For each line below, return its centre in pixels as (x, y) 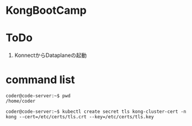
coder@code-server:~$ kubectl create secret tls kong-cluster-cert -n (96, 112)
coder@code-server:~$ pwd (38, 96)
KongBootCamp (46, 10)
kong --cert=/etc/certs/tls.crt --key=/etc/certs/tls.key (80, 117)
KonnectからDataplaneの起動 (51, 55)
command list (40, 80)
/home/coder (20, 101)
